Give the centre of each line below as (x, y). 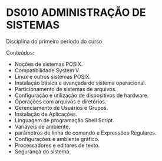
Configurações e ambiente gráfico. (57, 139)
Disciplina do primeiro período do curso (54, 41)
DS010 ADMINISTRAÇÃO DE (76, 13)
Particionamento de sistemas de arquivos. (65, 89)
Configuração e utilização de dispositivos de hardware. (82, 95)
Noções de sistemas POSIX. (49, 64)
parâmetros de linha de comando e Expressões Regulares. (85, 133)
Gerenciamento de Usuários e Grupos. (61, 108)
